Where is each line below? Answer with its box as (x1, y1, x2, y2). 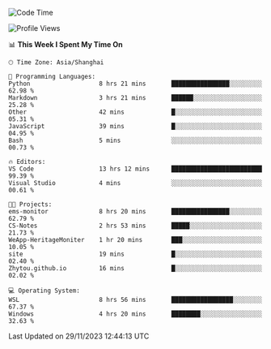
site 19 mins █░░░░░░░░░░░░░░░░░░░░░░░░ (8, 250, 263, 258)
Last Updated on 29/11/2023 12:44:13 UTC (8, 331, 150, 341)
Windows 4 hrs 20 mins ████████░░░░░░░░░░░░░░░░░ (8, 310, 263, 318)
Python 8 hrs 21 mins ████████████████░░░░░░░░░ (8, 80, 263, 88)
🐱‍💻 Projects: (8, 200, 53, 209)
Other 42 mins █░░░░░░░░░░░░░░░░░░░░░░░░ (8, 108, 263, 116)
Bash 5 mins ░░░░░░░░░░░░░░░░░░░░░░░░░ (8, 136, 263, 144)
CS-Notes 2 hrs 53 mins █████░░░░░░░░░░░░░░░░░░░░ (8, 222, 263, 230)
